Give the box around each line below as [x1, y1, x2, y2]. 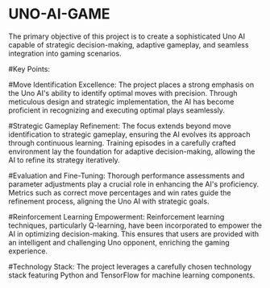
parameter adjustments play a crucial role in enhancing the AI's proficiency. [8, 179, 260, 189]
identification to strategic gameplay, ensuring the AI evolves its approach [8, 130, 251, 139]
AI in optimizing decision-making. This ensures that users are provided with [8, 228, 260, 238]
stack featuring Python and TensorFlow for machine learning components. [8, 270, 255, 280]
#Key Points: [8, 64, 51, 73]
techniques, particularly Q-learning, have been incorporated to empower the [8, 220, 262, 230]
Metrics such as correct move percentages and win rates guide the [8, 187, 231, 197]
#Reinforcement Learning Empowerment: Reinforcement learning [8, 212, 225, 221]
